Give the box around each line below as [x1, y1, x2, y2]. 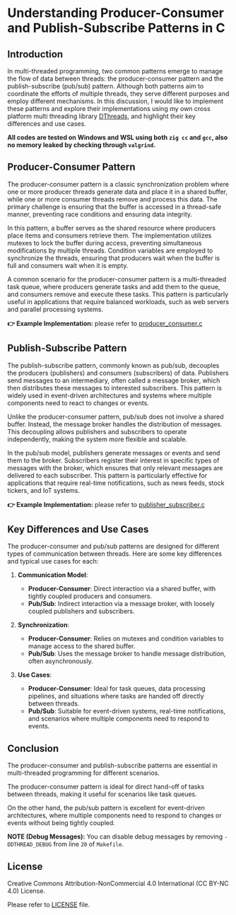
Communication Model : [17, 571, 88, 579]
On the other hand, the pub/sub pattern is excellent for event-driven [7, 804, 205, 812]
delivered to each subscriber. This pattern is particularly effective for [7, 471, 208, 479]
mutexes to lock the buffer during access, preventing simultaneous [7, 238, 202, 247]
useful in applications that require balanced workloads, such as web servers [7, 297, 230, 305]
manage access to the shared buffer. [28, 642, 136, 651]
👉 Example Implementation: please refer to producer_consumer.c [7, 319, 203, 327]
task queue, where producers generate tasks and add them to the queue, [7, 282, 220, 291]
